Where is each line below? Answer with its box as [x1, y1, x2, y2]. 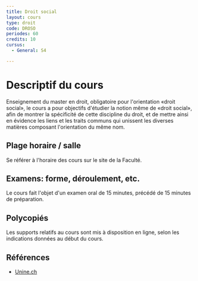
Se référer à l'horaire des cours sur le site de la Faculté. [6, 156, 142, 164]
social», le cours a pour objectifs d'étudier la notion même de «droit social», [6, 104, 192, 111]
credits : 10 [6, 36, 36, 42]
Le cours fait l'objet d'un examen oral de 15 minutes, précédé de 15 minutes [6, 189, 191, 196]
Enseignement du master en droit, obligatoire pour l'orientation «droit [6, 98, 175, 105]
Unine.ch [14, 268, 37, 275]
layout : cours [6, 14, 42, 20]
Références [6, 252, 50, 263]
